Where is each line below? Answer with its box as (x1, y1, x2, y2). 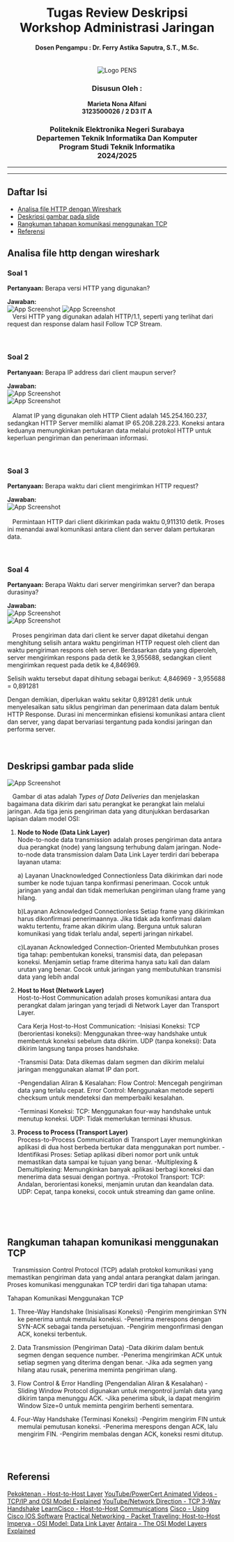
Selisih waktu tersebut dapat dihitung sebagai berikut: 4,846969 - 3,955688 (7, 674, 226, 683)
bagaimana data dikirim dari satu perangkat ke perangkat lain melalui (7, 800, 205, 808)
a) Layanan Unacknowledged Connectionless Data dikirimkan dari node (17, 871, 223, 880)
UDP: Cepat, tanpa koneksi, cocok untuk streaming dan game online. (17, 1188, 216, 1196)
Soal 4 (7, 565, 29, 574)
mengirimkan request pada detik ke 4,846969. (7, 661, 141, 669)
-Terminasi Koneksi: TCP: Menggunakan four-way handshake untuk (17, 1107, 212, 1116)
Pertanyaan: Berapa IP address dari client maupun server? (7, 368, 176, 377)
